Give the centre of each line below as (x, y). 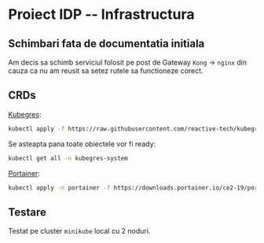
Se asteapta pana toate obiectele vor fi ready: (82, 144)
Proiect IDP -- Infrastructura (101, 15)
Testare (27, 212)
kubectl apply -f (37, 129)
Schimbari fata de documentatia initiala (106, 44)
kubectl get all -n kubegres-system (68, 158)
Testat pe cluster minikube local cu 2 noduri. (79, 231)
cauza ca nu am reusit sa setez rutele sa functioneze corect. (106, 71)
